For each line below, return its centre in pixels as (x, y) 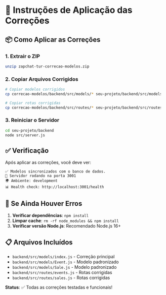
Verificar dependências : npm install (50, 216)
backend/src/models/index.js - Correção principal (63, 257)
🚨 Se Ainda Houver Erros (44, 204)
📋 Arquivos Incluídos (39, 242)
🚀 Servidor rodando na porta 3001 (41, 176)
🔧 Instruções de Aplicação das (69, 10)
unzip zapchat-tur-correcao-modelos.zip (47, 66)
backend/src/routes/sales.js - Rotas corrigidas (61, 278)
